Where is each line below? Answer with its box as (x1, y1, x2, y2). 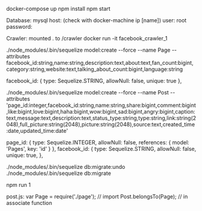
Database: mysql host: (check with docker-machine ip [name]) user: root (6, 17, 187, 23)
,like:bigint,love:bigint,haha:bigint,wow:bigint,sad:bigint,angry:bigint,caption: (6, 108, 195, 115)
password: (6, 23, 33, 30)
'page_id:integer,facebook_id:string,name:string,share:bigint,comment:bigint (6, 102, 196, 109)
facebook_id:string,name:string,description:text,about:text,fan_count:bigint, (6, 60, 194, 66)
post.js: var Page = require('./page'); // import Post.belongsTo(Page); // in (6, 193, 188, 200)
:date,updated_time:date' (6, 127, 68, 134)
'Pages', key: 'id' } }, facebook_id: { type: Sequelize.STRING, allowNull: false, (6, 145, 197, 152)
